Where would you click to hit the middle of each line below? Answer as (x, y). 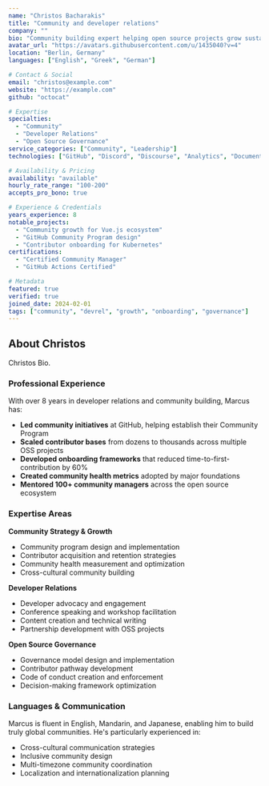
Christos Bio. (29, 363)
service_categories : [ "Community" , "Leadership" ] (93, 149)
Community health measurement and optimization (102, 563)
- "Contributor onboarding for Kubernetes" (89, 245)
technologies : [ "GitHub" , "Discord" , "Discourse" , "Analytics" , (118, 156)
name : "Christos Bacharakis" (57, 16)
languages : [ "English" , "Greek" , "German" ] (82, 61)
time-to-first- (209, 459)
